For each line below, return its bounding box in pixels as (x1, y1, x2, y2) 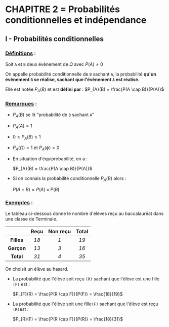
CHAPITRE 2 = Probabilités (5, 4, 120, 15)
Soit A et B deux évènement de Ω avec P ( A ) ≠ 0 (5, 61, 104, 67)
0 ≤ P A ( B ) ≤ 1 (12, 133, 41, 141)
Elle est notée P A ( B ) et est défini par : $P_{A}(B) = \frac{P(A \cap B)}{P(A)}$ (5, 86, 164, 93)
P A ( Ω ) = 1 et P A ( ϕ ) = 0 (12, 144, 60, 152)
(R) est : (12, 306, 29, 312)
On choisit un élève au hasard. (5, 266, 69, 272)
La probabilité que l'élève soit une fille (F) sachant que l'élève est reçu (12, 301, 158, 307)
